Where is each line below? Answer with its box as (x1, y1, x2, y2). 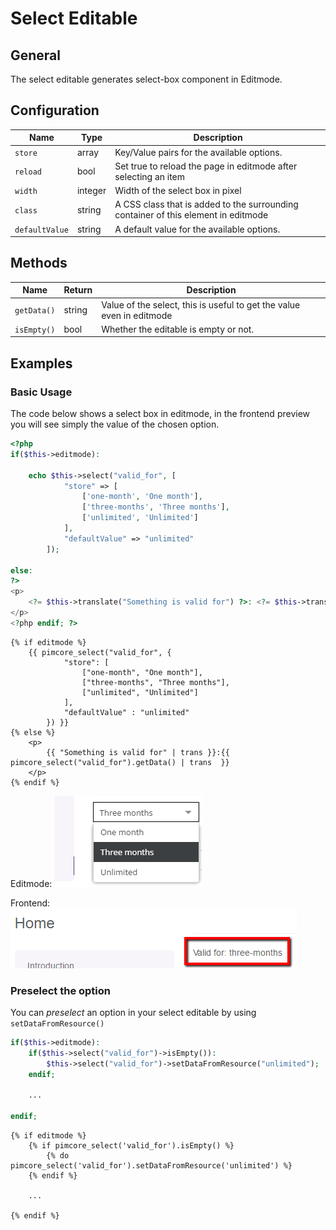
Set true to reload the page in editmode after (114, 160, 298, 172)
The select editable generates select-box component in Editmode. (10, 73, 283, 85)
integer (76, 185, 107, 197)
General (10, 47, 62, 64)
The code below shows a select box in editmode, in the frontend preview (10, 408, 311, 420)
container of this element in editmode (114, 209, 269, 221)
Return (63, 284, 93, 296)
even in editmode (101, 309, 173, 321)
